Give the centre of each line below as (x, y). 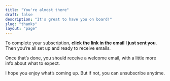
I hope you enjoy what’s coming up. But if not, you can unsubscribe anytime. (85, 73)
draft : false (19, 15)
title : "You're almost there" (37, 10)
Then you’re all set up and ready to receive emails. (58, 48)
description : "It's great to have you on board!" (59, 19)
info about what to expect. (33, 63)
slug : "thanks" (21, 24)
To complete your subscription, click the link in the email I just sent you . (81, 43)
